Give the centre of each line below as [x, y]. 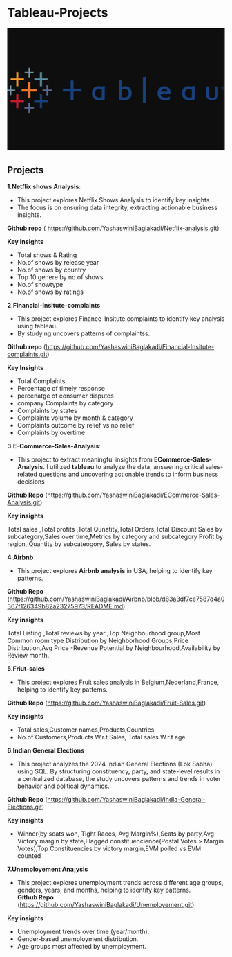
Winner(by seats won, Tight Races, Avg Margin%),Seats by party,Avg [116, 834]
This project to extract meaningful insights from [85, 459]
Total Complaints [41, 381]
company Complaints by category [65, 403]
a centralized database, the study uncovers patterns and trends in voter [119, 779]
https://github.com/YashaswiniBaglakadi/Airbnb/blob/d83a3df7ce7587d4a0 [117, 599]
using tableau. [37, 326]
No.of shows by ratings [50, 292]
